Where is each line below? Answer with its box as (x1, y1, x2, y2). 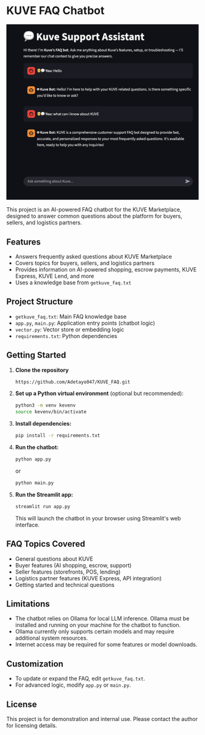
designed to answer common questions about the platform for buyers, (6, 212, 182, 220)
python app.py (15, 456, 51, 462)
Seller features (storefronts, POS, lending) (15, 568, 121, 575)
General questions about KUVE (15, 555, 93, 563)
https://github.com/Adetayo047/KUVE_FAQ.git (15, 379, 131, 385)
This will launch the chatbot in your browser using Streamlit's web (15, 514, 181, 522)
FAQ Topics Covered (6, 539, 85, 549)
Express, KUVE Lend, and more (15, 272, 95, 279)
